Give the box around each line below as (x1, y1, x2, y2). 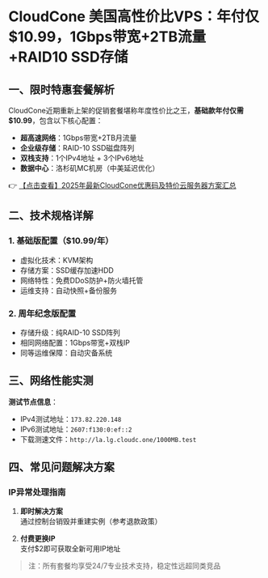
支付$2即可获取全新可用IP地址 (19, 544, 121, 554)
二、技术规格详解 (8, 209, 94, 223)
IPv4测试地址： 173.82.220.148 (19, 414, 122, 423)
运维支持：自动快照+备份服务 (19, 285, 118, 295)
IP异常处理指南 (8, 487, 66, 498)
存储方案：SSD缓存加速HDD (19, 265, 115, 275)
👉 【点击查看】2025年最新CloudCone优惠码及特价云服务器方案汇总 (8, 181, 237, 190)
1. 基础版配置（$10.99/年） (8, 236, 114, 247)
